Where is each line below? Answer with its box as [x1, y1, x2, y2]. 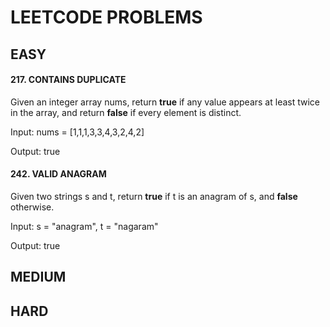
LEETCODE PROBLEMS [10, 6, 203, 29]
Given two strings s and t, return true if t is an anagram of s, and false [10, 190, 298, 202]
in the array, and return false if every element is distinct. [10, 106, 242, 118]
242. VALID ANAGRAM [10, 168, 107, 180]
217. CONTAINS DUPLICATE [10, 74, 127, 86]
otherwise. [10, 201, 55, 213]
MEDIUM [10, 269, 67, 286]
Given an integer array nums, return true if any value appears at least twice [10, 96, 321, 108]
